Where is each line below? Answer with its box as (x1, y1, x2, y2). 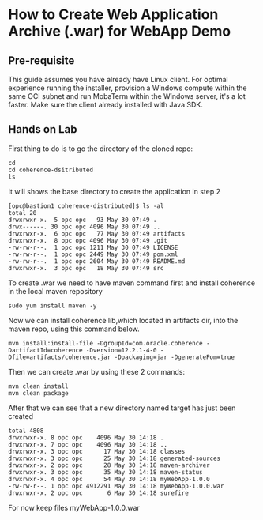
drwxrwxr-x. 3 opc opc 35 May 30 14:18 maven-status (8, 468, 203, 476)
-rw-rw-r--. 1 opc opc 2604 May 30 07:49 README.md (8, 257, 186, 266)
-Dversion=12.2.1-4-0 (85, 346, 157, 354)
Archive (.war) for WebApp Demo (8, 22, 231, 40)
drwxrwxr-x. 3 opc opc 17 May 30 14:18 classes (8, 447, 186, 455)
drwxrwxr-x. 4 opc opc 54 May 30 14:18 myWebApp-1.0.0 (8, 475, 211, 483)
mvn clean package (8, 389, 69, 397)
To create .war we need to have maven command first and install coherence (8, 278, 255, 288)
